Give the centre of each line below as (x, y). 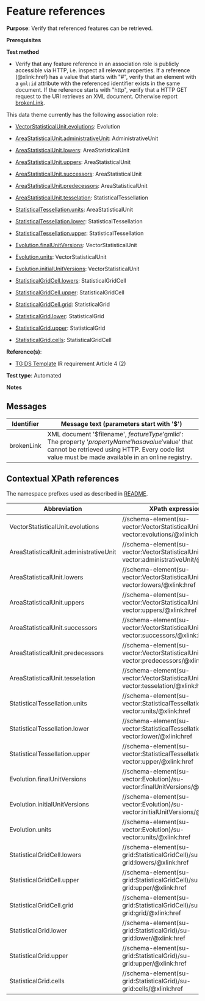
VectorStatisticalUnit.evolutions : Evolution (68, 126)
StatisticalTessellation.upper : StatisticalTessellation (79, 233)
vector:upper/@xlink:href (158, 761)
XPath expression (176, 508)
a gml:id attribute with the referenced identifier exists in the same (98, 83)
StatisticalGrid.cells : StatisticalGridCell (63, 340)
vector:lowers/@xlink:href (159, 584)
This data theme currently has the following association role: (82, 114)
